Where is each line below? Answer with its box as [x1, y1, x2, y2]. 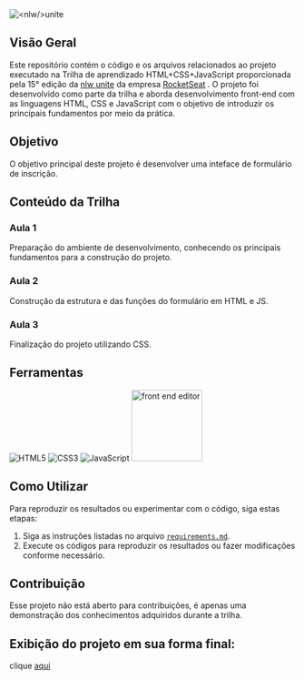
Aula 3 [9, 318, 39, 330]
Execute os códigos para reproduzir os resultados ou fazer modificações [22, 540, 296, 551]
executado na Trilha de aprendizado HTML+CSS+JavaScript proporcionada [9, 68, 292, 80]
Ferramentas [9, 365, 83, 381]
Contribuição [9, 575, 86, 591]
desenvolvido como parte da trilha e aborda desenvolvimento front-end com [9, 88, 295, 99]
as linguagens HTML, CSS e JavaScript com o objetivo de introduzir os [9, 97, 275, 108]
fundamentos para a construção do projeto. [9, 252, 172, 263]
